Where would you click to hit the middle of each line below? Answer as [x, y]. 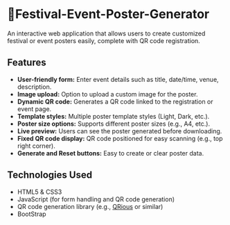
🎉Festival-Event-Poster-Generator [108, 14]
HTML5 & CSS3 [39, 192]
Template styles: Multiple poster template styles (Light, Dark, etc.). [113, 116]
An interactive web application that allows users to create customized [106, 33]
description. [34, 87]
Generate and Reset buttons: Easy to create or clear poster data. [110, 153]
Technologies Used [50, 175]
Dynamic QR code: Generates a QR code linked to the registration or [115, 101]
